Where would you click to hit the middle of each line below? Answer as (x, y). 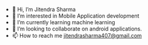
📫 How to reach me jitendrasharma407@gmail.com (77, 36)
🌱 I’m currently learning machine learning (63, 22)
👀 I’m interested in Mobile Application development (76, 16)
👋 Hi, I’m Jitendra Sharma (44, 9)
